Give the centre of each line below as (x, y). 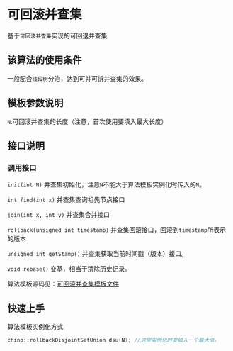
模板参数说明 (35, 103)
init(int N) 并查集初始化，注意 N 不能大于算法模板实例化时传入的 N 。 (107, 184)
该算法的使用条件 (45, 60)
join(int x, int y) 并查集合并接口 (58, 215)
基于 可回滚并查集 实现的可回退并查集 (57, 35)
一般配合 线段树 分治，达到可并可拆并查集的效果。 (77, 78)
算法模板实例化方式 (35, 327)
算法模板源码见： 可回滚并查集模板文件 (63, 284)
